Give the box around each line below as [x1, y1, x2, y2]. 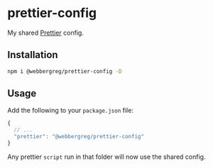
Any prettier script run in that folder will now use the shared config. [7, 152, 206, 161]
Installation [7, 49, 58, 61]
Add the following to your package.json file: [7, 106, 133, 115]
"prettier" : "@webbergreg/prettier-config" [13, 133, 144, 140]
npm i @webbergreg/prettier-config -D [7, 67, 122, 75]
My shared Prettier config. [7, 28, 84, 37]
